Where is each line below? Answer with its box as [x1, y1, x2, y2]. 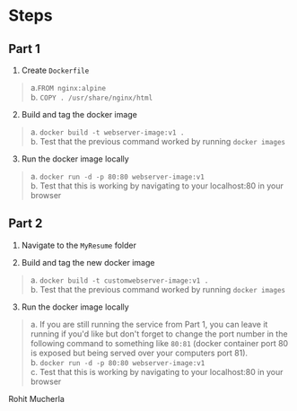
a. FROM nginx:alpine [30, 83, 107, 92]
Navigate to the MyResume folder [21, 240, 136, 250]
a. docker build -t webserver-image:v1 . [30, 127, 185, 137]
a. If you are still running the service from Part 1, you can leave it [30, 319, 268, 329]
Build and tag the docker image [21, 109, 138, 119]
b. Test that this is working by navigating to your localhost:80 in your [30, 180, 284, 191]
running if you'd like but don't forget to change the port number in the [30, 328, 288, 339]
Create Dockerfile [21, 65, 90, 75]
